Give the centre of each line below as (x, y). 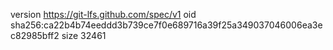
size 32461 (84, 35)
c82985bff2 (35, 35)
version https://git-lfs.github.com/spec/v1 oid (103, 14)
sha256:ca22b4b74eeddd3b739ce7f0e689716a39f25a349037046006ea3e (166, 25)
